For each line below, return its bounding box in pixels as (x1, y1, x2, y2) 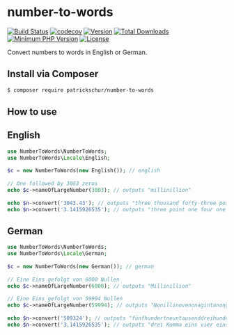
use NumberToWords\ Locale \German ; (7, 250, 108, 257)
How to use (7, 106, 57, 118)
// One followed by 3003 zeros (7, 180, 98, 188)
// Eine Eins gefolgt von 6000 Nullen (7, 276, 120, 283)
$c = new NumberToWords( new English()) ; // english (7, 167, 160, 174)
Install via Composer (7, 68, 99, 80)
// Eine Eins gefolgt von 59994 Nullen (7, 295, 123, 302)
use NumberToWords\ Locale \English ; (7, 154, 111, 161)
